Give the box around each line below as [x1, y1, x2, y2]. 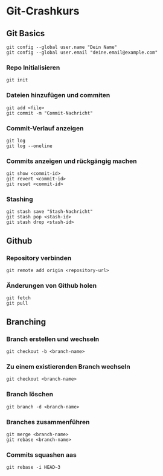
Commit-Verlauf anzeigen [6, 124, 84, 132]
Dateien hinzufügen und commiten [6, 91, 110, 100]
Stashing [6, 195, 33, 203]
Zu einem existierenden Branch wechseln [6, 363, 131, 371]
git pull [6, 300, 28, 306]
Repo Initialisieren [6, 63, 60, 72]
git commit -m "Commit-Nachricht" [6, 110, 94, 116]
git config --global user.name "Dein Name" [6, 44, 118, 50]
